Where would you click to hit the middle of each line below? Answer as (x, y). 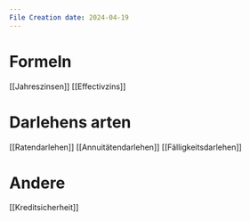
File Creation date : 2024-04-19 (69, 17)
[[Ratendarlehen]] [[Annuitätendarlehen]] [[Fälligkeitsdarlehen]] (125, 147)
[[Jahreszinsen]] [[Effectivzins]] (68, 86)
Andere (37, 183)
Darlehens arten (70, 122)
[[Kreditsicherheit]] (44, 208)
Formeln (40, 61)
